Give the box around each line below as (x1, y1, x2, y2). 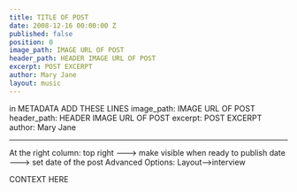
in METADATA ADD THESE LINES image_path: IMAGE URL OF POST (9, 103, 255, 113)
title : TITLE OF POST (9, 12, 89, 22)
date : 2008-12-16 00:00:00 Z (9, 21, 117, 30)
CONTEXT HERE (9, 173, 69, 184)
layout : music (9, 79, 62, 88)
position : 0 (9, 37, 53, 47)
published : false (9, 29, 73, 38)
